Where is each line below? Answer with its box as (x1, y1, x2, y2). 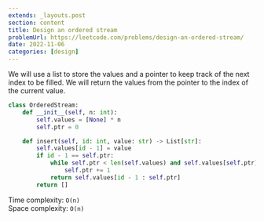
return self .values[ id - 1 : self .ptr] (49, 173, 181, 181)
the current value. (8, 86, 66, 95)
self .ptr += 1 (64, 166, 111, 174)
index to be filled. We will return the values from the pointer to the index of (8, 78, 249, 87)
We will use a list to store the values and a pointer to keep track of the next (8, 70, 250, 78)
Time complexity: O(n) (8, 195, 80, 205)
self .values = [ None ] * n (36, 115, 122, 124)
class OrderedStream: (8, 101, 79, 109)
